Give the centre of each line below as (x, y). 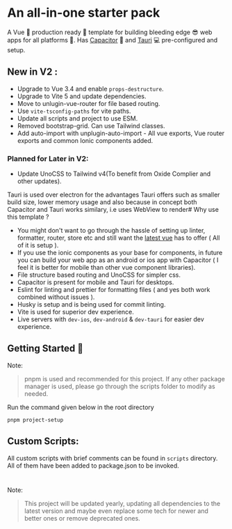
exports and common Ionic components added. (85, 140)
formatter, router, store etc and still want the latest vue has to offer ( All (118, 238)
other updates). (39, 181)
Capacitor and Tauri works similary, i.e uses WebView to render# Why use (113, 210)
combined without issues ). (56, 297)
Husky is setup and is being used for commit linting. (91, 305)
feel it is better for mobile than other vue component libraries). (106, 268)
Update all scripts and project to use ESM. (77, 118)
